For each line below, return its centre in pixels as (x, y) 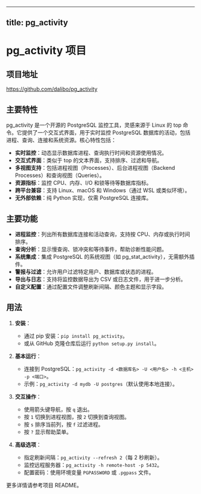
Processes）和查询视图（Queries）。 (60, 175)
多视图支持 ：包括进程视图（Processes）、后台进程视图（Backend (95, 168)
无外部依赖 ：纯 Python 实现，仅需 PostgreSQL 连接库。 (83, 198)
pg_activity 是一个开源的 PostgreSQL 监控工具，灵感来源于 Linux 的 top (94, 125)
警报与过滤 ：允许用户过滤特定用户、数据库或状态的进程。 (86, 272)
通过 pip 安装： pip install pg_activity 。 (76, 336)
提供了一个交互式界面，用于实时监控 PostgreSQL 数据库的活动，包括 (106, 133)
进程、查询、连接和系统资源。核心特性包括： (61, 140)
